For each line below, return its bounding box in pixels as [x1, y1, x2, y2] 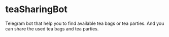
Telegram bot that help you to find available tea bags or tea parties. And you [5, 20, 164, 26]
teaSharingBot [5, 4, 67, 15]
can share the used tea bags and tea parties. [5, 25, 99, 31]
